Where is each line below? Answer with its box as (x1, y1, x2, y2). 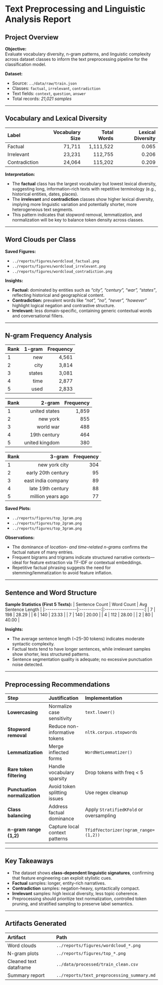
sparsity (48, 775, 67, 782)
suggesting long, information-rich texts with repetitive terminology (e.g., (12, 186, 156, 191)
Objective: (5, 46, 27, 52)
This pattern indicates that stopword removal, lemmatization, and (12, 211, 142, 217)
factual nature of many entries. (12, 549, 74, 555)
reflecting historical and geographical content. (12, 292, 105, 298)
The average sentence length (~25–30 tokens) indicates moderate (12, 636, 145, 642)
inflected (48, 749, 69, 756)
